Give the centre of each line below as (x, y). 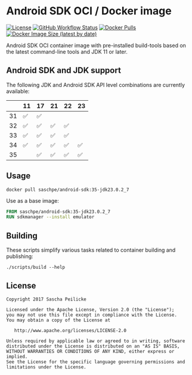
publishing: (20, 256)
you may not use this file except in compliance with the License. (92, 315)
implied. (17, 357)
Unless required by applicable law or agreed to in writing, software (96, 341)
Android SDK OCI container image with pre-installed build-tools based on (96, 45)
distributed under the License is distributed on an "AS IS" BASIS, (93, 346)
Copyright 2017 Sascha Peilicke (46, 299)
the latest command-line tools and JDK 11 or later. (67, 51)
